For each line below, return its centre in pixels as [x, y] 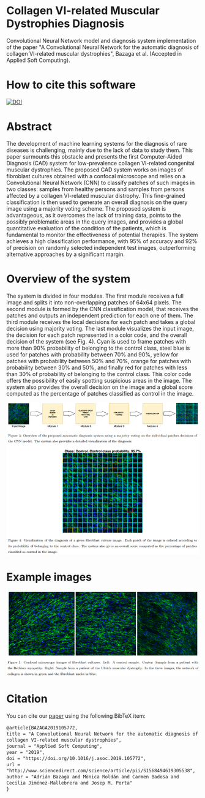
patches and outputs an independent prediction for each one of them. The [100, 315]
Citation [27, 698]
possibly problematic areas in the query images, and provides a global [95, 222]
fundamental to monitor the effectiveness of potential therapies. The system [102, 235]
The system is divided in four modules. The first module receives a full [95, 296]
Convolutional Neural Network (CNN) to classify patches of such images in [100, 183]
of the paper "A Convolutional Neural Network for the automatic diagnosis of [102, 47]
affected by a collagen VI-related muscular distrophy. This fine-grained [96, 195]
